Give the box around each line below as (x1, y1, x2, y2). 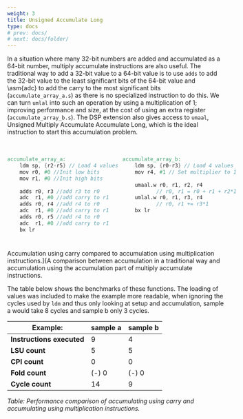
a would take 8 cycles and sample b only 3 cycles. (7, 306, 149, 314)
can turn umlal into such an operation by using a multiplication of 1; (7, 99, 198, 107)
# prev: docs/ (7, 29, 48, 37)
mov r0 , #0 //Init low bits (19, 168, 100, 176)
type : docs (7, 23, 39, 30)
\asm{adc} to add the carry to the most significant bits (7, 84, 161, 92)
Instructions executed (10, 334, 85, 344)
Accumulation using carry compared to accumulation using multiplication (7, 249, 215, 257)
